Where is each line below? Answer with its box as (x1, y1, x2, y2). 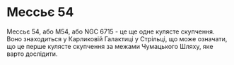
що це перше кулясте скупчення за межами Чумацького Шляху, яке (6, 42, 213, 50)
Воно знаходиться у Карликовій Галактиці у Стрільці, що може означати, (6, 34, 228, 43)
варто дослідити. (6, 50, 58, 58)
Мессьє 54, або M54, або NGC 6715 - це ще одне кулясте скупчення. (6, 27, 215, 36)
